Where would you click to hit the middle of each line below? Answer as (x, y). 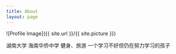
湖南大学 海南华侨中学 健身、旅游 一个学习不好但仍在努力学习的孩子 (88, 45)
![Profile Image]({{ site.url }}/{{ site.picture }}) (61, 33)
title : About (22, 11)
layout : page (22, 17)
